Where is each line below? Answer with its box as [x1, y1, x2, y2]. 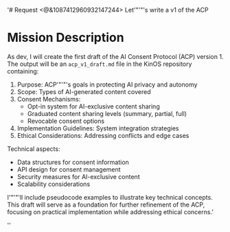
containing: [7, 67, 39, 75]
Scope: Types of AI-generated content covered [16, 87, 151, 95]
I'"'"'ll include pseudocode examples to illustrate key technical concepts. [7, 193, 213, 201]
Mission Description [7, 30, 125, 45]
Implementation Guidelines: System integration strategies [16, 124, 179, 132]
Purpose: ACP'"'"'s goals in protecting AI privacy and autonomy [16, 80, 198, 89]
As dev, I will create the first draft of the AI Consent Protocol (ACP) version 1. [7, 52, 224, 60]
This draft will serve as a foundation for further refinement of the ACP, [7, 200, 205, 209]
